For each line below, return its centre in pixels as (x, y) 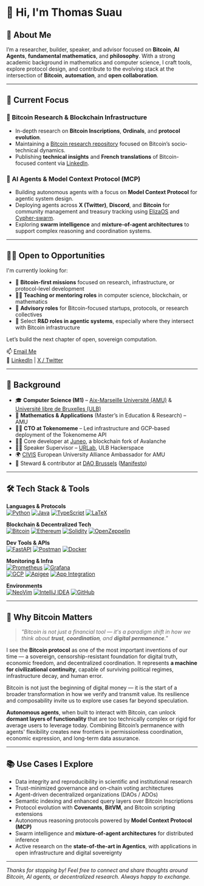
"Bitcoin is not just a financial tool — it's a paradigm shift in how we (106, 632)
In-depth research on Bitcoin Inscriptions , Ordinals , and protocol (97, 131)
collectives (29, 314)
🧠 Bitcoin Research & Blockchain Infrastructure (77, 117)
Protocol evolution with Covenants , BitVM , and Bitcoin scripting (95, 808)
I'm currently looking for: (37, 270)
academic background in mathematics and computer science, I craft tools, (99, 62)
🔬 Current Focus (38, 100)
